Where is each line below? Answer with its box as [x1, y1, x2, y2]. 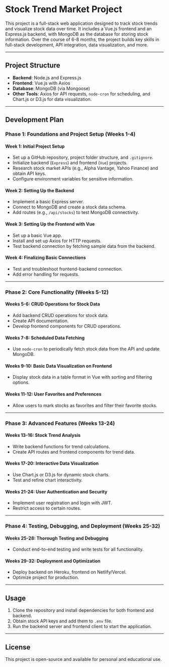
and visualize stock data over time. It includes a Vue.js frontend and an [5, 25, 152, 31]
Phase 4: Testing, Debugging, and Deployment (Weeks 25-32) [5, 522, 160, 529]
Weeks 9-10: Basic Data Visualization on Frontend [5, 363, 112, 369]
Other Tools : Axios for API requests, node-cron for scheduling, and [12, 91, 151, 97]
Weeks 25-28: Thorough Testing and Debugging [5, 535, 109, 541]
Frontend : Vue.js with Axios [12, 80, 70, 86]
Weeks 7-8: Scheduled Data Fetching [5, 335, 85, 341]
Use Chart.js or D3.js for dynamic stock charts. [12, 471, 110, 477]
